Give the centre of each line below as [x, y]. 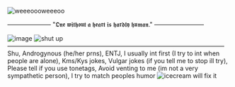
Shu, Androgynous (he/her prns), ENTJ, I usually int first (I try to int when [114, 53]
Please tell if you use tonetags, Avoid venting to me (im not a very [103, 68]
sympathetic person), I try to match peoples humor [81, 76]
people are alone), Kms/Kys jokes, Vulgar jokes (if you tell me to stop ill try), [117, 61]
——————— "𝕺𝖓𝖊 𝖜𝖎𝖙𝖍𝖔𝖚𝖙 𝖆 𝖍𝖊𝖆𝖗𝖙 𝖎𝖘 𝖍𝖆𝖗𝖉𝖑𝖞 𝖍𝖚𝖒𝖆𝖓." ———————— [106, 24]
